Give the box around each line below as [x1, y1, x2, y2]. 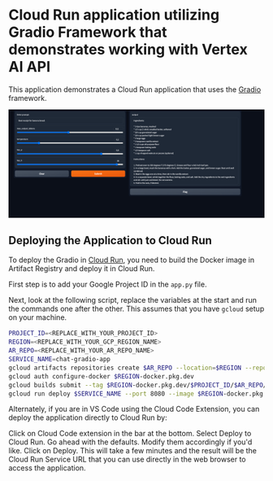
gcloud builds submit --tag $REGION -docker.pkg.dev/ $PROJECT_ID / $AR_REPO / [8, 381, 267, 389]
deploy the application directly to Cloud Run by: [8, 413, 168, 422]
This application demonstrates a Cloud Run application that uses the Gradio [8, 84, 262, 94]
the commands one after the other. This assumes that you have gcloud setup [8, 304, 265, 314]
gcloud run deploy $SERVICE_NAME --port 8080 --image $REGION [8, 389, 223, 398]
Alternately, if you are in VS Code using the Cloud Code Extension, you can [8, 404, 260, 414]
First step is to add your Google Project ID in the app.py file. [8, 279, 207, 290]
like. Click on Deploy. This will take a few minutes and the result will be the [8, 446, 258, 456]
